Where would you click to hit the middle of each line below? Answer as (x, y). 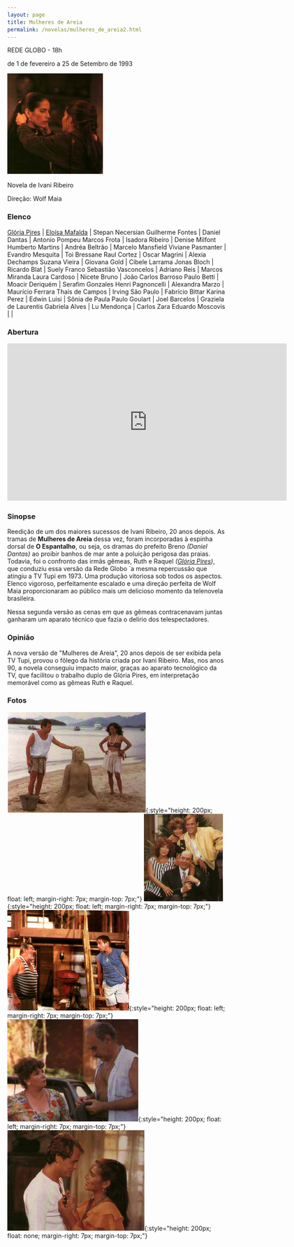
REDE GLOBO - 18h (35, 50)
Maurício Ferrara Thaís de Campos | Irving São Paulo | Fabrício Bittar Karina (116, 291)
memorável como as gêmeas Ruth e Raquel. (71, 682)
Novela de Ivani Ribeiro (41, 185)
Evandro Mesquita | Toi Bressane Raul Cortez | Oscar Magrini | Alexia (107, 254)
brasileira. (22, 598)
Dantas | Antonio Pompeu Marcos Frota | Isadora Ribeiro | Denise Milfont (112, 239)
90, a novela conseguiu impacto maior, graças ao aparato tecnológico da (112, 668)
